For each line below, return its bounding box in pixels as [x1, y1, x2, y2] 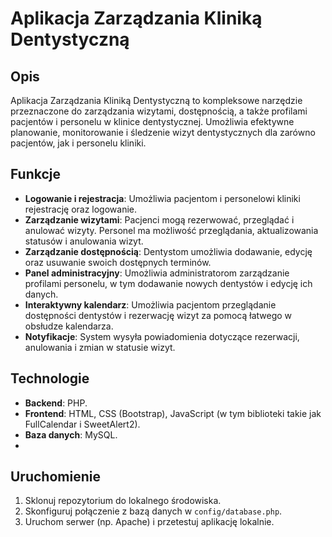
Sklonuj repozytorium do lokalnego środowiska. [24, 495, 222, 507]
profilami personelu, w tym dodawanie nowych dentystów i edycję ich [24, 277, 313, 289]
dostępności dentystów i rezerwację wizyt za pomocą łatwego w [24, 309, 293, 321]
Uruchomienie [10, 468, 101, 486]
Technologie [10, 370, 90, 387]
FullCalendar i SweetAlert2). [24, 418, 141, 430]
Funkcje [10, 166, 62, 183]
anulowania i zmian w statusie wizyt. [24, 341, 176, 353]
